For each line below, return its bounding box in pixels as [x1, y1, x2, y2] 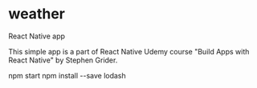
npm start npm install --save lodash [8, 70, 126, 80]
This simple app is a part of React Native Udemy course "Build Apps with [8, 46, 250, 56]
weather [8, 5, 66, 23]
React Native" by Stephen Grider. [8, 55, 118, 65]
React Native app [8, 31, 66, 41]
